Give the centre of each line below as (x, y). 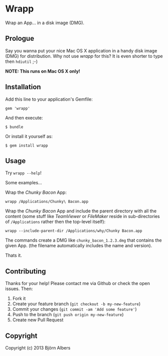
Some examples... (24, 183)
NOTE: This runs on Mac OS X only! (43, 71)
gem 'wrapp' (18, 108)
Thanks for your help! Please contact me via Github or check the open (78, 283)
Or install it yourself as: (29, 136)
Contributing (26, 271)
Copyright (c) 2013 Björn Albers (38, 348)
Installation (23, 87)
